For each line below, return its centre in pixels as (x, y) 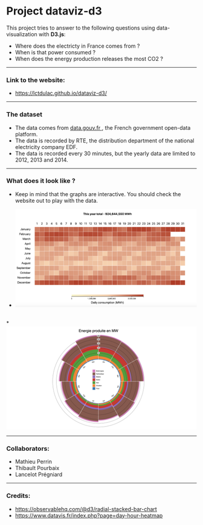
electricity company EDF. (46, 147)
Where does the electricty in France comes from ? (77, 46)
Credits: (18, 496)
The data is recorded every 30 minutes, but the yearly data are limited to (105, 153)
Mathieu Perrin (34, 462)
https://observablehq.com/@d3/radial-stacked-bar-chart (86, 509)
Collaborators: (28, 448)
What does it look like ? (41, 181)
